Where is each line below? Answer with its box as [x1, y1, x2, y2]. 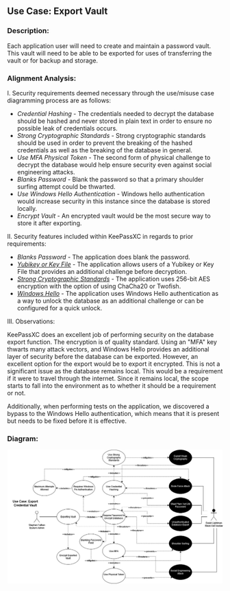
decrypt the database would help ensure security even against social [16, 161, 212, 169]
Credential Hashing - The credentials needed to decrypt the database [16, 109, 214, 117]
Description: [7, 26, 49, 36]
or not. [7, 389, 26, 397]
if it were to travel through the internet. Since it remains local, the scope [7, 374, 209, 382]
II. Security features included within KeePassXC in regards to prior [7, 232, 194, 240]
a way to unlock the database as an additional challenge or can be [16, 297, 204, 305]
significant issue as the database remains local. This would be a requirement [7, 367, 223, 375]
